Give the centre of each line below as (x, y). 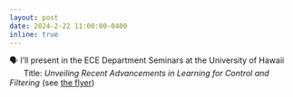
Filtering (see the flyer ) (52, 83)
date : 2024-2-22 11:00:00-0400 (68, 26)
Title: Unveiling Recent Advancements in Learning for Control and (146, 74)
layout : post (34, 18)
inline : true (34, 34)
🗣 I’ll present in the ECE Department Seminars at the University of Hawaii (147, 60)
